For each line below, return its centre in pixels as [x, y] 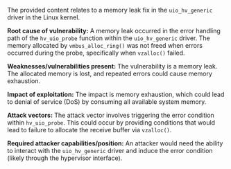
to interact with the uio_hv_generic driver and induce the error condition [110, 151]
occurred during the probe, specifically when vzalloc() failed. [96, 53]
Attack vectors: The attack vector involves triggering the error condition [111, 115]
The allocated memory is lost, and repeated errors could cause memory [110, 73]
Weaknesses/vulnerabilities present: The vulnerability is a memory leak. [112, 66]
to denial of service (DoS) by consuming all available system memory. [107, 102]
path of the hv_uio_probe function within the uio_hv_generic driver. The [109, 38]
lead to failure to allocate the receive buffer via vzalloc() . [89, 130]
